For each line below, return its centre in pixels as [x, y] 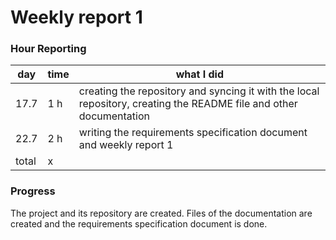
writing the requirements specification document [193, 133]
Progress [33, 191]
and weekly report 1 [126, 145]
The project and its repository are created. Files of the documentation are [161, 213]
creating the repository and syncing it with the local [199, 91]
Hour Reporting [48, 49]
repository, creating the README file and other [188, 104]
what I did [200, 74]
